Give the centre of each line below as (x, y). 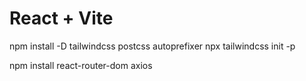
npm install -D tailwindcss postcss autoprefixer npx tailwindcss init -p (152, 46)
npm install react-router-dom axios (81, 65)
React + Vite (61, 18)
